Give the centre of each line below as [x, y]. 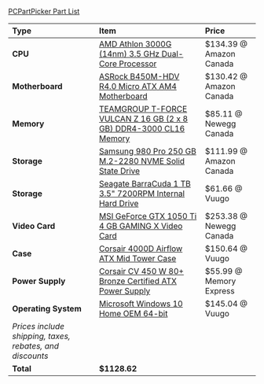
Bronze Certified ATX [137, 281]
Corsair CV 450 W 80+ [141, 271]
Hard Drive [119, 203]
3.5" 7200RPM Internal [142, 194]
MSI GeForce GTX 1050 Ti [148, 216]
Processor [138, 64]
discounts [30, 356]
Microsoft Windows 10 [141, 304]
